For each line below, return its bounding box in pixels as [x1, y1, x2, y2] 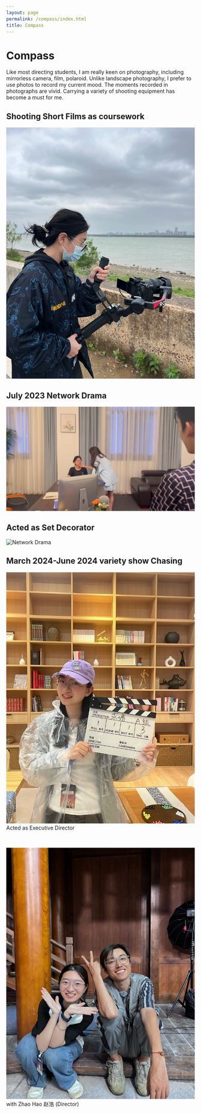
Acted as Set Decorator [6, 523, 95, 533]
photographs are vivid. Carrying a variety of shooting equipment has [6, 87, 175, 95]
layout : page [6, 10, 39, 16]
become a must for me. [6, 94, 64, 101]
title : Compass [6, 22, 44, 28]
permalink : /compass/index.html [6, 16, 87, 22]
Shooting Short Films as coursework [6, 111, 145, 121]
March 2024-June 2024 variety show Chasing [6, 556, 182, 566]
